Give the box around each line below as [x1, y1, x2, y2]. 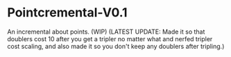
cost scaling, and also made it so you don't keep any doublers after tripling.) [7, 42, 225, 50]
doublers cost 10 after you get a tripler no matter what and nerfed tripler [7, 34, 213, 43]
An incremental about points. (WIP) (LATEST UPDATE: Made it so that [7, 27, 205, 36]
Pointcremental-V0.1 [7, 5, 128, 21]
